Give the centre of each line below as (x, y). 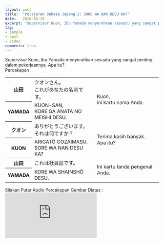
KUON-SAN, (49, 105)
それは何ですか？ (54, 133)
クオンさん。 (49, 82)
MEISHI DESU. (51, 117)
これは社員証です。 (56, 163)
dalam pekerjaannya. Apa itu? (35, 65)
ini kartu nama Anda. (120, 102)
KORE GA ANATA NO (58, 111)
